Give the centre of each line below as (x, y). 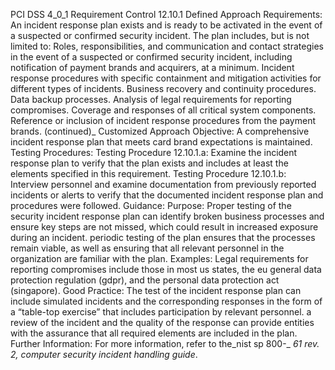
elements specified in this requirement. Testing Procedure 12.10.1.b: (148, 173)
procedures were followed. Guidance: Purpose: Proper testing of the (151, 205)
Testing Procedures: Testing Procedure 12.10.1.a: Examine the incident (154, 152)
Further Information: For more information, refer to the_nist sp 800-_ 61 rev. (165, 343)
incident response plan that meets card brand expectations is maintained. (161, 142)
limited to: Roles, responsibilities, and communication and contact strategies (167, 46)
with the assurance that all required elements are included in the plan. (154, 333)
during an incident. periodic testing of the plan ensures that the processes (163, 237)
